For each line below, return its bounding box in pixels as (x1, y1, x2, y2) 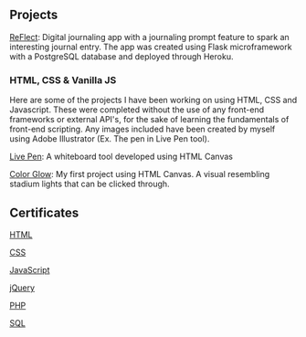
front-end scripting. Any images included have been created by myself (9, 123, 276, 135)
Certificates (9, 205, 79, 220)
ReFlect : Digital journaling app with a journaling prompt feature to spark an (9, 31, 290, 42)
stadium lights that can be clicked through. (9, 178, 171, 190)
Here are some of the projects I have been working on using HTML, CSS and (9, 95, 298, 106)
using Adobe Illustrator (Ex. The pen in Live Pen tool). (9, 133, 210, 144)
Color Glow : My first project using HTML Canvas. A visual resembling (9, 169, 270, 180)
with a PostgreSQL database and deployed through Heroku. (9, 50, 234, 62)
